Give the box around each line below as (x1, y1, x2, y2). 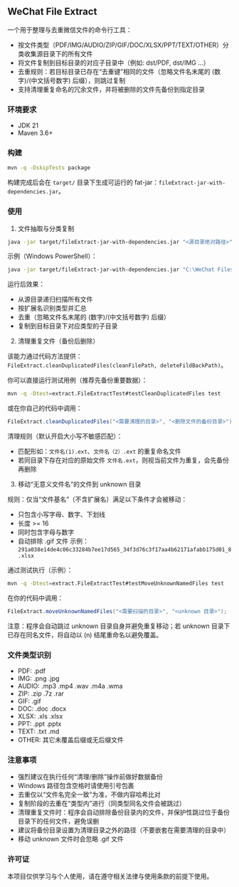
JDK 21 (17, 121, 39, 130)
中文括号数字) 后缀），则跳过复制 (31, 76, 126, 85)
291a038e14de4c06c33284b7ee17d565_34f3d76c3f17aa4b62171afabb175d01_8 (17, 546, 232, 553)
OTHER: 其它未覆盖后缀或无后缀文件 (17, 735, 124, 744)
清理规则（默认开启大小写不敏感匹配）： (7, 432, 123, 440)
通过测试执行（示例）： (7, 565, 73, 575)
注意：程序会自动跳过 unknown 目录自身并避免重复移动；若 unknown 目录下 (7, 622, 230, 630)
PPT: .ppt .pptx (17, 720, 62, 728)
